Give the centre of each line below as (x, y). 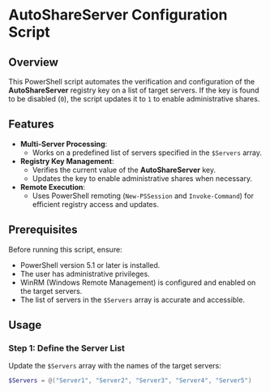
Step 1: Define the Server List (67, 348)
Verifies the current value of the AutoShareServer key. (124, 170)
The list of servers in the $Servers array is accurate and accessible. (133, 299)
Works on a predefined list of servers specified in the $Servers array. (147, 153)
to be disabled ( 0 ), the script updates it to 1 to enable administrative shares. (134, 99)
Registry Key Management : (67, 161)
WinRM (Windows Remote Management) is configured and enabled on (138, 282)
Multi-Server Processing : (64, 144)
